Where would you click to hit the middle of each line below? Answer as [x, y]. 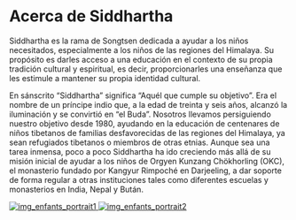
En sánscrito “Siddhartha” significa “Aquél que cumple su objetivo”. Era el [143, 95]
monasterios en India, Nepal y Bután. [77, 189]
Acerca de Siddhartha [91, 16]
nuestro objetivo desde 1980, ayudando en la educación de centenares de [144, 123]
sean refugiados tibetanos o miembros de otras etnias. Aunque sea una [140, 142]
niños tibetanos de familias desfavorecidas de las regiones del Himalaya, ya [147, 133]
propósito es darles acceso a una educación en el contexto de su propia [141, 59]
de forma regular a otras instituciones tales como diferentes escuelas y [139, 179]
